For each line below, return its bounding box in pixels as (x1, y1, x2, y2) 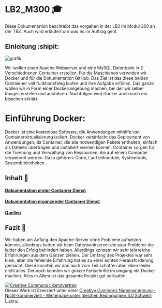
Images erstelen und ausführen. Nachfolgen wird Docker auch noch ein (5, 90, 147, 96)
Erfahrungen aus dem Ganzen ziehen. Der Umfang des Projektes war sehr (5, 252, 153, 258)
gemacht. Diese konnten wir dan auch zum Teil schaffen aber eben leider (5, 262, 151, 268)
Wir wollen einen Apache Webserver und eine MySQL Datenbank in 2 (5, 65, 144, 70)
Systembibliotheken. (5, 160, 46, 166)
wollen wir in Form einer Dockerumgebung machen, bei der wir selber (5, 86, 144, 91)
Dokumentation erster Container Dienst (5, 188, 86, 193)
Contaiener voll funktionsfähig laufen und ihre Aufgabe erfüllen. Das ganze (5, 80, 154, 86)
